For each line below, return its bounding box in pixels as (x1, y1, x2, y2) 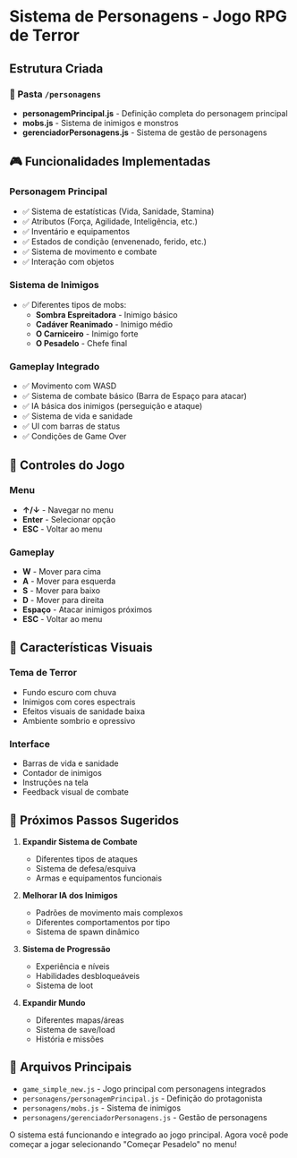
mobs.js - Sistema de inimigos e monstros (21, 117, 179, 128)
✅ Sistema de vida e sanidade (21, 411, 133, 421)
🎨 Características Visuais (9, 640, 154, 655)
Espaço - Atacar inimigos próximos (21, 604, 153, 615)
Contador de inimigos (21, 768, 103, 779)
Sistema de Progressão (21, 943, 111, 954)
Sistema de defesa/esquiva (35, 863, 137, 873)
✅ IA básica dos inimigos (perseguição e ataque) (21, 401, 203, 412)
